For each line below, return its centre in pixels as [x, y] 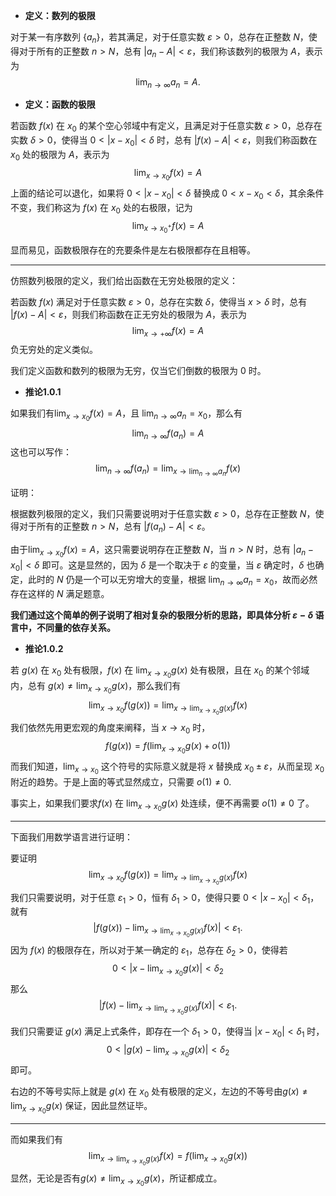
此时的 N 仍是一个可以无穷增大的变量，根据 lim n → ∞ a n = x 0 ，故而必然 [172, 581]
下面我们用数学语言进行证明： [71, 837]
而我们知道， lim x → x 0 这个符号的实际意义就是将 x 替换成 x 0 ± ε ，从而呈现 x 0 [167, 768]
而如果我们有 [36, 1140]
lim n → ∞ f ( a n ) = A [168, 434]
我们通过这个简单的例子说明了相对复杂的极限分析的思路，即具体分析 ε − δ [162, 615]
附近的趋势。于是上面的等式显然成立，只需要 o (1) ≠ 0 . [121, 782]
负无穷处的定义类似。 [54, 350]
